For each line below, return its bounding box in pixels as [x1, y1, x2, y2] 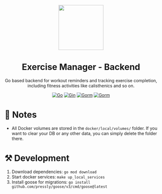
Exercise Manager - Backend [22, 62, 140, 72]
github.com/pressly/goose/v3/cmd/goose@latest [11, 184, 108, 189]
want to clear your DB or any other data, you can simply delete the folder [11, 130, 157, 136]
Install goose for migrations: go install [11, 179, 91, 185]
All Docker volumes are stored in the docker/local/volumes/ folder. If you [11, 125, 158, 131]
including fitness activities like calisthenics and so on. [27, 83, 135, 88]
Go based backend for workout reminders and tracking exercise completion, [5, 77, 157, 83]
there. [11, 136, 24, 141]
